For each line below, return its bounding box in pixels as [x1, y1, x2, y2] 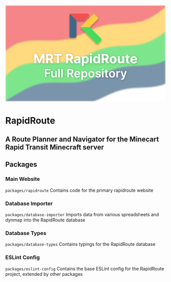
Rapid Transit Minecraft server [5, 143, 104, 151]
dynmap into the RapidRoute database [5, 217, 85, 223]
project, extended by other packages [5, 271, 83, 277]
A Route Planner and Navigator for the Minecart [5, 135, 159, 143]
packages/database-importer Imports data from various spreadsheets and [5, 211, 159, 217]
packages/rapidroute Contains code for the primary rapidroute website [5, 187, 154, 193]
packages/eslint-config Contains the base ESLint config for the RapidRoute [5, 265, 164, 272]
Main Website [5, 175, 40, 183]
